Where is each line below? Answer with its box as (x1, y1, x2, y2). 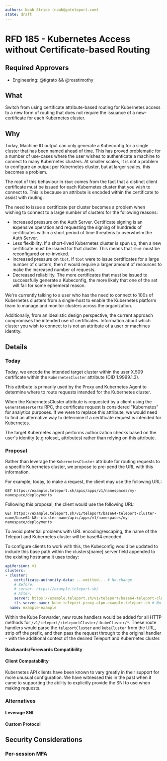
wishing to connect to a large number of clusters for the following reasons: (5, 209, 158, 215)
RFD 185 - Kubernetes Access (5, 33, 131, 45)
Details (5, 343, 27, 351)
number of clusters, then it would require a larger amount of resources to (12, 262, 162, 268)
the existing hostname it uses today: (5, 554, 80, 560)
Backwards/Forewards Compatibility (5, 647, 83, 653)
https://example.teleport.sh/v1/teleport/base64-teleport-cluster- (14, 511, 157, 516)
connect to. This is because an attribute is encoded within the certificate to (5, 190, 159, 195)
